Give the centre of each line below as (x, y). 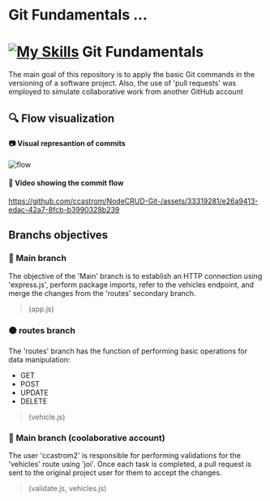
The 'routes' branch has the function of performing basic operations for (128, 351)
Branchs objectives (58, 236)
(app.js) (41, 309)
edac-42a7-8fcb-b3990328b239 (64, 209)
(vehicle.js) (47, 417)
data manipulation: (39, 359)
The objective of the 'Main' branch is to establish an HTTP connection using (135, 276)
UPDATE (34, 392)
